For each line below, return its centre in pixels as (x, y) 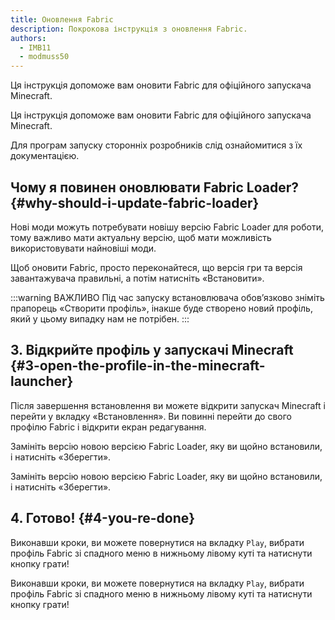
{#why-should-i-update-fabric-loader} (135, 202)
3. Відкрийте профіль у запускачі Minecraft (152, 350)
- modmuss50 (44, 57)
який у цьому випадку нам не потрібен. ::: (100, 318)
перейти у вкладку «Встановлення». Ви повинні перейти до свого (151, 416)
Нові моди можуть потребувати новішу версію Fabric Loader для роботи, (167, 227)
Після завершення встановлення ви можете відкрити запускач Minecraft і (168, 405)
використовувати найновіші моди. (83, 248)
